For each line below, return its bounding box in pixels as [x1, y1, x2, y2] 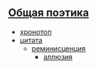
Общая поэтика [8, 6, 89, 20]
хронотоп [19, 27, 52, 36]
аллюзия [43, 52, 73, 61]
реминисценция [31, 43, 86, 53]
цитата [19, 35, 43, 45]
